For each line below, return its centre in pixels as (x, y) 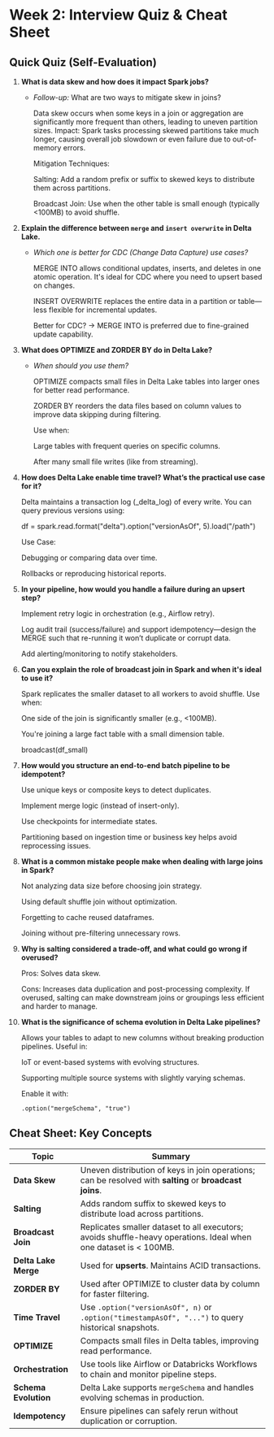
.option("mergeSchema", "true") (76, 1109)
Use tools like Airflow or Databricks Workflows (169, 1364)
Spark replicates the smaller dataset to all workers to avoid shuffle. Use (140, 694)
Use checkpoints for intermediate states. (89, 821)
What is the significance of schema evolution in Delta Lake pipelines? (141, 1022)
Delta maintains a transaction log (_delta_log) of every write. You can (136, 502)
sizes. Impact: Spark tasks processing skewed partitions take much (146, 130)
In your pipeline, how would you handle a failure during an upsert (133, 589)
